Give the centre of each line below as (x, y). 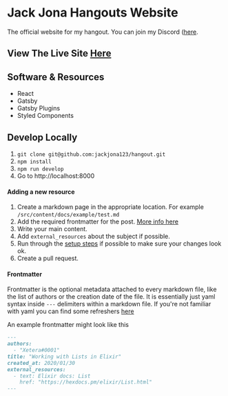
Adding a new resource (41, 192)
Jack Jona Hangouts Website (93, 13)
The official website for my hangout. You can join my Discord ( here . (103, 32)
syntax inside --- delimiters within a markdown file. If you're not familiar (109, 304)
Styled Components (45, 116)
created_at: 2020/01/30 (41, 363)
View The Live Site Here (59, 53)
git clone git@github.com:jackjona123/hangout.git (91, 154)
